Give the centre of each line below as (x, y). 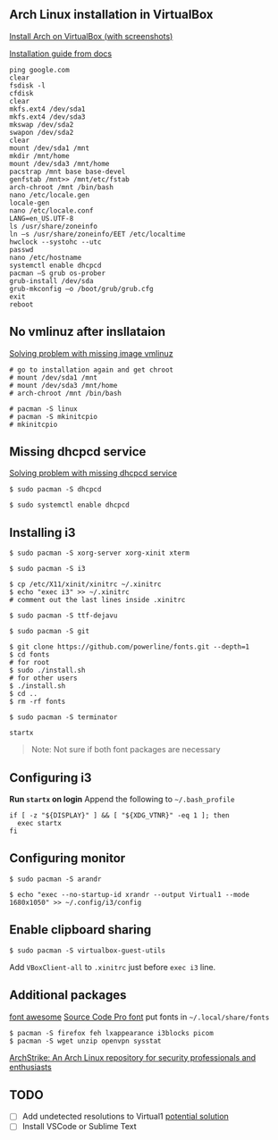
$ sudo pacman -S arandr (55, 879)
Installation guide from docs (61, 54)
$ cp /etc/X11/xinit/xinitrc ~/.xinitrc (86, 584)
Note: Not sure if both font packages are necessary (126, 750)
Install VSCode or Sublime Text (79, 1127)
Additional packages (68, 995)
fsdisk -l (28, 85)
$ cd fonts (29, 655)
